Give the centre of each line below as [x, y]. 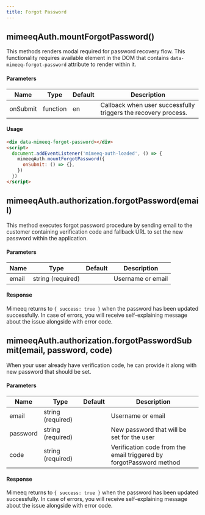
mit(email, [26, 350]
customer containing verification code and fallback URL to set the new [95, 232]
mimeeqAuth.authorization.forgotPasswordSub [99, 341]
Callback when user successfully [148, 105]
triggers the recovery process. [144, 113]
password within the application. [47, 238]
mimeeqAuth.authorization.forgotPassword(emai [103, 201]
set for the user [133, 437]
